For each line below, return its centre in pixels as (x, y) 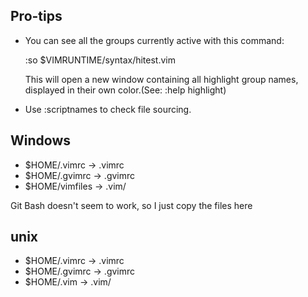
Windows (40, 140)
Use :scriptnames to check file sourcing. (108, 109)
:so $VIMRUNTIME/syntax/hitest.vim (100, 60)
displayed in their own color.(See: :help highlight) (125, 90)
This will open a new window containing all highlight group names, (161, 79)
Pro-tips (36, 16)
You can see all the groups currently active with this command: (154, 40)
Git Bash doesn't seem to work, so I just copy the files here (131, 205)
